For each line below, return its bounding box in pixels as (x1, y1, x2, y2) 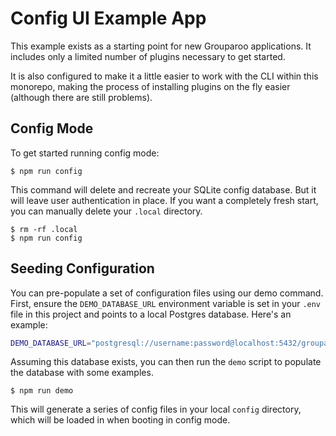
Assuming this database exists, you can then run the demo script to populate (10, 356, 322, 368)
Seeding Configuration (10, 260, 155, 277)
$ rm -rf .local (10, 224, 78, 234)
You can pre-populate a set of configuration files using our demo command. (10, 287, 324, 299)
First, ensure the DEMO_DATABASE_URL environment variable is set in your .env (10, 297, 322, 309)
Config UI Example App (10, 7, 207, 30)
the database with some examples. (10, 367, 154, 379)
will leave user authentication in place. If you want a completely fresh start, (10, 194, 319, 206)
